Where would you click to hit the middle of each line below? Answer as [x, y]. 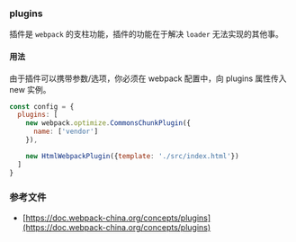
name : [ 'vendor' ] [66, 132]
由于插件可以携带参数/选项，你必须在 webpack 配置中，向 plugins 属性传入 [148, 78]
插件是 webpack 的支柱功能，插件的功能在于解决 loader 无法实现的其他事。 [146, 34]
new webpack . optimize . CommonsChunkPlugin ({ [108, 123]
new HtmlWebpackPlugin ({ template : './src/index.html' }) [133, 156]
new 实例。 [30, 89]
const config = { [42, 106]
